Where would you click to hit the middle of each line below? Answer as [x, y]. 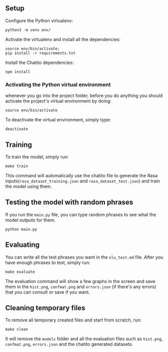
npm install [18, 72]
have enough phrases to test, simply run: [48, 262]
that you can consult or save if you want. [48, 292]
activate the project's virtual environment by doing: [58, 101]
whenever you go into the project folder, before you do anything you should [84, 95]
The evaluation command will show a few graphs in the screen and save [80, 281]
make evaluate [20, 272]
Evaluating [23, 245]
